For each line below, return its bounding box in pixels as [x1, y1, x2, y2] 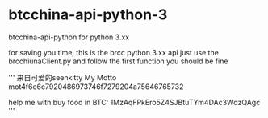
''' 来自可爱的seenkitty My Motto [8, 72, 117, 82]
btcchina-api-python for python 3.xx [8, 32, 130, 42]
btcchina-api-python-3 [8, 6, 168, 24]
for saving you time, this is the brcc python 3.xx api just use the [8, 47, 220, 57]
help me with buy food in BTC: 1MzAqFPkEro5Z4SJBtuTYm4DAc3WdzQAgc [8, 97, 261, 107]
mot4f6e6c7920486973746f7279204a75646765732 [8, 82, 184, 92]
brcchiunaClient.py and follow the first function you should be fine [8, 56, 228, 66]
